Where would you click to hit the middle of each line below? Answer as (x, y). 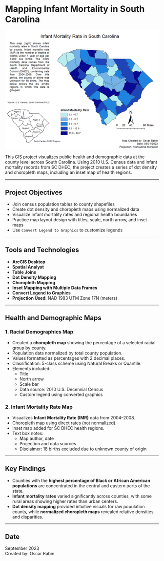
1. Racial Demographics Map (39, 332)
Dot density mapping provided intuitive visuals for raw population (78, 506)
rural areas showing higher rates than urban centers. (65, 501)
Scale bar (29, 384)
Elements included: (31, 368)
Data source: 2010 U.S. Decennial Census (61, 389)
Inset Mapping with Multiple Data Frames (55, 288)
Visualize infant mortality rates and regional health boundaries (75, 215)
